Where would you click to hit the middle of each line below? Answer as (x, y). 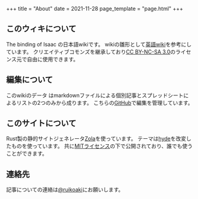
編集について (30, 80)
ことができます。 (27, 154)
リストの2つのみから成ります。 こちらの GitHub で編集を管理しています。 (105, 102)
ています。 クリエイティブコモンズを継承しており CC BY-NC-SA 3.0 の (91, 52)
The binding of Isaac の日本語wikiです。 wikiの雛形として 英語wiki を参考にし (99, 44)
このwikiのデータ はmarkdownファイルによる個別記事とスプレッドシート (95, 95)
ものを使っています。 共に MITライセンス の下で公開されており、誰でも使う (102, 146)
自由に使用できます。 (53, 59)
